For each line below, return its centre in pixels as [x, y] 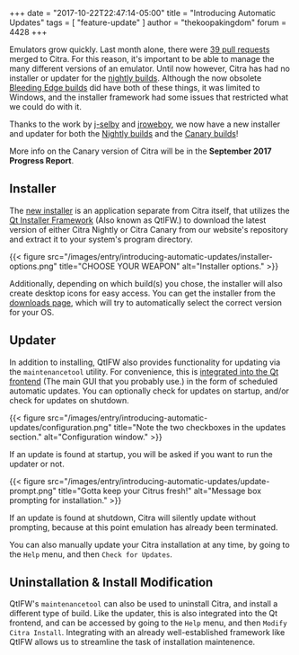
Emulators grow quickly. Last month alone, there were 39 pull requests [140, 49]
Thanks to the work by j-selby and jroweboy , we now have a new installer [145, 124]
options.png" [33, 266]
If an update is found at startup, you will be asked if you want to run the [141, 454]
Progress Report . [42, 160]
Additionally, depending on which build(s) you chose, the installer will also [146, 283]
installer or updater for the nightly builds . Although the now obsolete [136, 78]
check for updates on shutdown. [70, 400]
